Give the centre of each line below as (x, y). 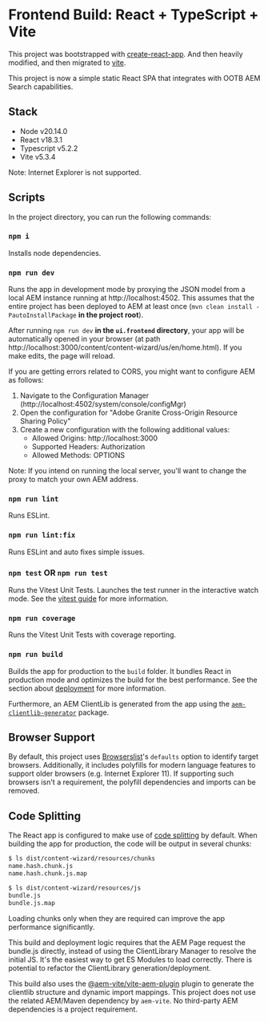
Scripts (27, 198)
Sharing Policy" (45, 421)
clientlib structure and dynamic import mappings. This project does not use (132, 992)
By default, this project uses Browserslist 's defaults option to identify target (133, 756)
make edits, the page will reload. (62, 356)
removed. (24, 791)
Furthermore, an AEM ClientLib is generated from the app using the (119, 704)
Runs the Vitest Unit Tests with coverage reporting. (92, 635)
